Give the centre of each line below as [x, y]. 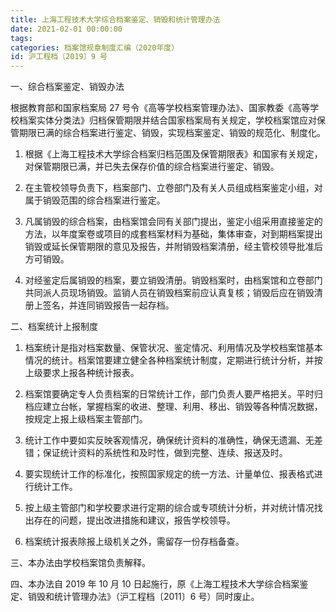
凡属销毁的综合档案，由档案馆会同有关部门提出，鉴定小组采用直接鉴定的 [173, 222]
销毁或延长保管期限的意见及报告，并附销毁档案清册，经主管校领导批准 [169, 247]
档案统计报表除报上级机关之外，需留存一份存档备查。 [134, 542]
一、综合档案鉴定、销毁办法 [67, 87]
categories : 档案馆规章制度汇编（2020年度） [95, 47]
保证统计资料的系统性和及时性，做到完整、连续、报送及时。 [165, 453]
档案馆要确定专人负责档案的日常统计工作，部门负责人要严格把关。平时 [169, 394]
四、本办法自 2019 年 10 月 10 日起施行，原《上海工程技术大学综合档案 [155, 584]
